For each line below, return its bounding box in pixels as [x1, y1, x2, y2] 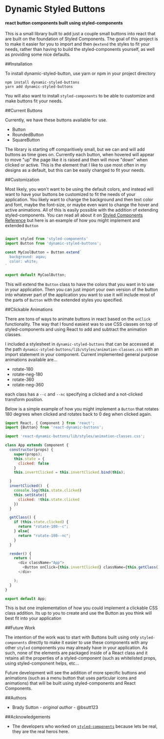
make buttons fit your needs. [5, 98, 63, 104]
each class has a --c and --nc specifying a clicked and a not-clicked [5, 391, 143, 397]
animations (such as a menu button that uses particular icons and [5, 675, 137, 681]
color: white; [9, 259, 38, 264]
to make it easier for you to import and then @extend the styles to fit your [5, 41, 150, 47]
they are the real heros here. [12, 729, 69, 735]
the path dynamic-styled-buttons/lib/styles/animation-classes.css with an [5, 346, 159, 352]
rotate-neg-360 [12, 381, 44, 387]
